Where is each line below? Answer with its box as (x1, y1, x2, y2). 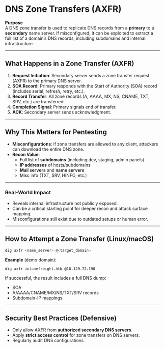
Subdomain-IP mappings (12, 295, 63, 301)
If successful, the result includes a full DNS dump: (5, 275, 107, 281)
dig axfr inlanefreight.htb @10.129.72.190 (5, 266, 96, 271)
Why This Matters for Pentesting (5, 128, 107, 136)
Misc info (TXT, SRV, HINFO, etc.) (19, 172, 87, 178)
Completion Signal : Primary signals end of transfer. (12, 104, 117, 110)
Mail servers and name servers (19, 167, 84, 173)
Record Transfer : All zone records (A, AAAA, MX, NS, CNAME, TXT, (12, 93, 150, 99)
